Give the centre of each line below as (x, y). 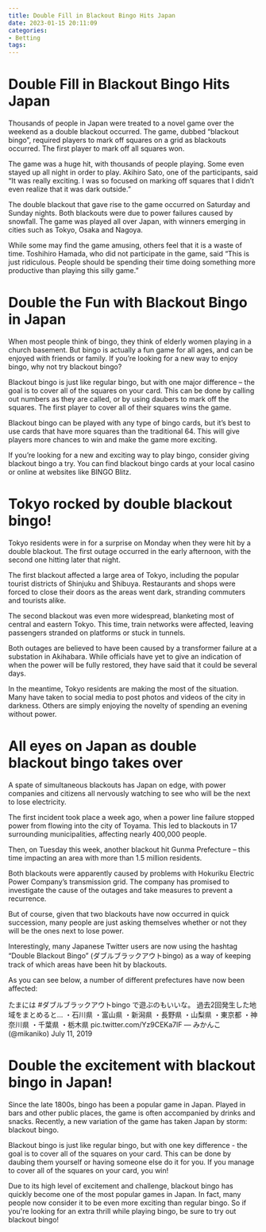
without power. (33, 714)
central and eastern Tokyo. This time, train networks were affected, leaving (131, 624)
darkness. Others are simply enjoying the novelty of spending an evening (128, 705)
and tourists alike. (37, 600)
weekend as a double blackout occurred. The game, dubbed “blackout (123, 132)
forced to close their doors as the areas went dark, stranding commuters (127, 591)
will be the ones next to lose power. (66, 930)
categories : (28, 30)
